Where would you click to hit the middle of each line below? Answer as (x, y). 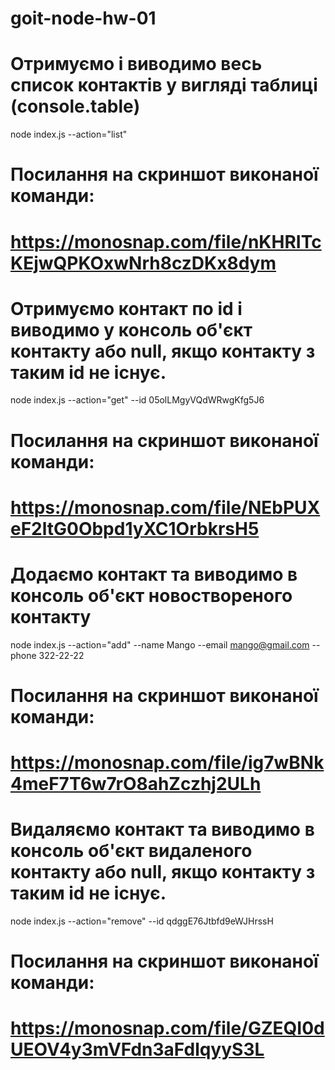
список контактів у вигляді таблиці (164, 85)
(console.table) (75, 106)
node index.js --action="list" (69, 134)
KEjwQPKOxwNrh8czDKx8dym (143, 263)
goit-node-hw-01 (83, 18)
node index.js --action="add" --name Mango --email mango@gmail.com (160, 644)
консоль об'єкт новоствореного (151, 596)
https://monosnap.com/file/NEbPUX (165, 507)
